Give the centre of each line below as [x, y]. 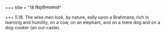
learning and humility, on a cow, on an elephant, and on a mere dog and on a [83, 22]
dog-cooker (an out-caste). [33, 27]
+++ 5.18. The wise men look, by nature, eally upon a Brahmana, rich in [77, 17]
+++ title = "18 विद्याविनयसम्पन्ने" [33, 8]
